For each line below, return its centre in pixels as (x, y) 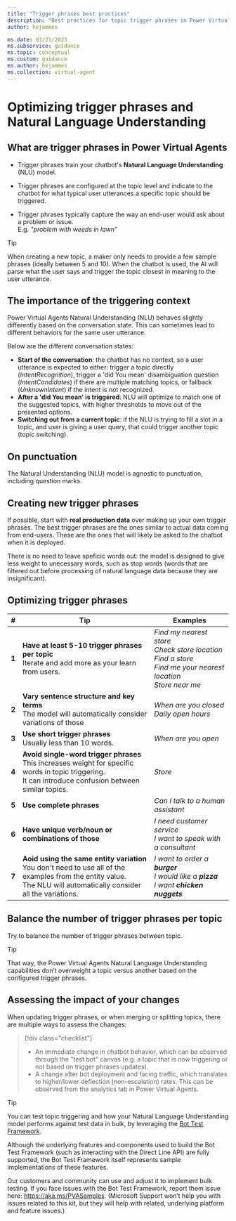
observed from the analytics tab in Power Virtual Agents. (117, 1089)
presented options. (45, 412)
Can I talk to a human (190, 800)
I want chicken (179, 884)
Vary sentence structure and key (79, 696)
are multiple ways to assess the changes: (67, 1024)
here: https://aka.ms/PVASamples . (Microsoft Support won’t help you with (114, 1196)
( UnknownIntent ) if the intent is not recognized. (86, 390)
